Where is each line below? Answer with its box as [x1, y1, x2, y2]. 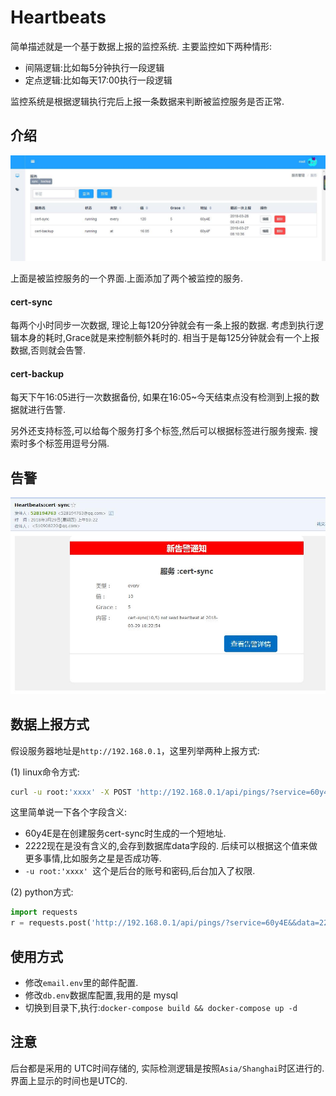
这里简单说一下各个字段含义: [10, 806, 128, 818]
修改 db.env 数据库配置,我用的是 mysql [24, 989, 178, 1001]
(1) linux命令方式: [10, 766, 80, 778]
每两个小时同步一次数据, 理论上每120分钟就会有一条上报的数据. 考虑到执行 [10, 319, 316, 331]
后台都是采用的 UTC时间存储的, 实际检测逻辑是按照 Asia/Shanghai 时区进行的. [10, 1062, 325, 1074]
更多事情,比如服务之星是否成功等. [24, 852, 162, 865]
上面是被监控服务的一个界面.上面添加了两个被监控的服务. [10, 272, 244, 285]
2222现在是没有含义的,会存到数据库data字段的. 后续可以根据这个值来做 [24, 840, 318, 852]
